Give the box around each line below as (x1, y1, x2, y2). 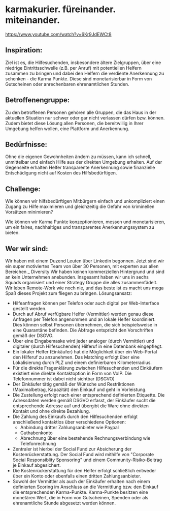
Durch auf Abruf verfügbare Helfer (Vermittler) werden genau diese (12, 311, 154, 317)
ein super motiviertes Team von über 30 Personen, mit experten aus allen (5, 263, 159, 269)
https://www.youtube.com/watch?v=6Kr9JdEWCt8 (5, 31, 112, 37)
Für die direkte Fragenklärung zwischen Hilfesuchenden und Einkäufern (12, 365, 163, 371)
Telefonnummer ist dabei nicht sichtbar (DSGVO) (12, 376, 115, 382)
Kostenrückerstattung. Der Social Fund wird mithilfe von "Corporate (12, 452, 154, 457)
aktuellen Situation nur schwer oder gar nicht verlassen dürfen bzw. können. (5, 114, 165, 121)
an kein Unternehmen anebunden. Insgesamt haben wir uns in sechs (5, 274, 149, 280)
